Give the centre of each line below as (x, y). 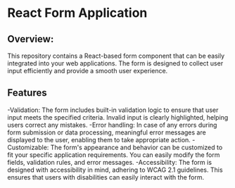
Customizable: (28, 147)
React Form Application (77, 13)
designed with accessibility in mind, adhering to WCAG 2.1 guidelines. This (115, 170)
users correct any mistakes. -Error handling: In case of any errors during (112, 125)
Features (27, 93)
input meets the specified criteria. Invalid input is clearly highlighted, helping (118, 117)
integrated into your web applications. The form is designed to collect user (115, 63)
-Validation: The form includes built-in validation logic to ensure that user (113, 110)
